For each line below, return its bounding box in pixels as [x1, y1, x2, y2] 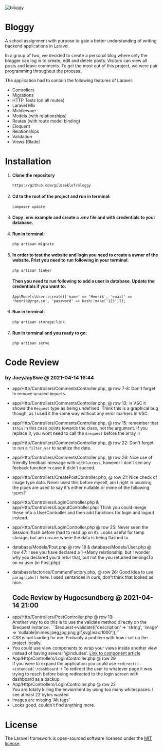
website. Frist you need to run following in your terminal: [12, 257, 129, 263]
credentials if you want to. [12, 284, 67, 289]
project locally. [12, 640, 42, 646]
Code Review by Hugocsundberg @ [12, 593, 123, 602]
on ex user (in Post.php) [12, 559, 61, 566]
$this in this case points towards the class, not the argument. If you [12, 425, 148, 431]
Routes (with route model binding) [12, 118, 81, 124]
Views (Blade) [12, 139, 40, 144]
